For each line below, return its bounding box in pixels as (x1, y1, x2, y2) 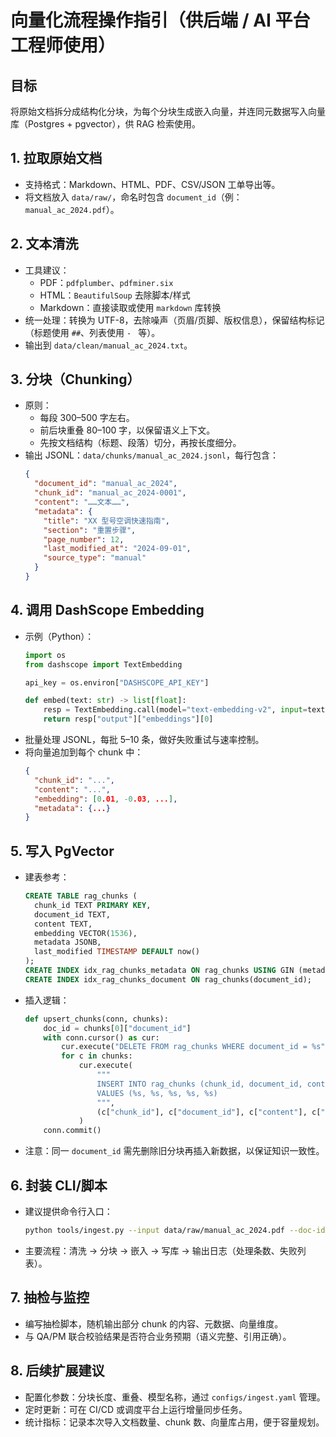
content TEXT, (34, 919, 93, 929)
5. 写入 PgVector (10, 842, 115, 860)
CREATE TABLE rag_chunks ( (24, 891, 138, 901)
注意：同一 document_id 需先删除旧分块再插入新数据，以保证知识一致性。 (24, 1145, 325, 1157)
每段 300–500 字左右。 (39, 412, 135, 424)
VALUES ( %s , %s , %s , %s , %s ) (96, 1088, 218, 1098)
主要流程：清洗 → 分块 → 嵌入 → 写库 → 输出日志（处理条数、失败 (24, 1244, 298, 1256)
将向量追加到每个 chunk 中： (24, 746, 144, 758)
